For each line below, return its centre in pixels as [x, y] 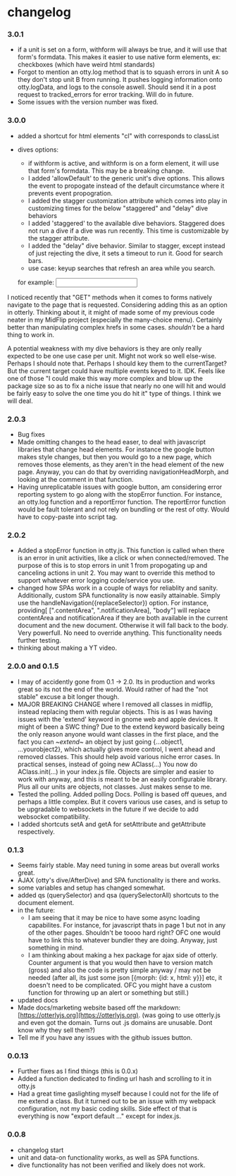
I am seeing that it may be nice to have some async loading [114, 917]
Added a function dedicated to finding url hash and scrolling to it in [114, 1079]
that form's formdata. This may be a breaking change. [106, 171]
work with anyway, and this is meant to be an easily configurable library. [122, 779]
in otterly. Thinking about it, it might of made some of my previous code [111, 312]
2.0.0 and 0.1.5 [33, 666]
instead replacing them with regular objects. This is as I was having [115, 711]
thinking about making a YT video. [67, 648]
